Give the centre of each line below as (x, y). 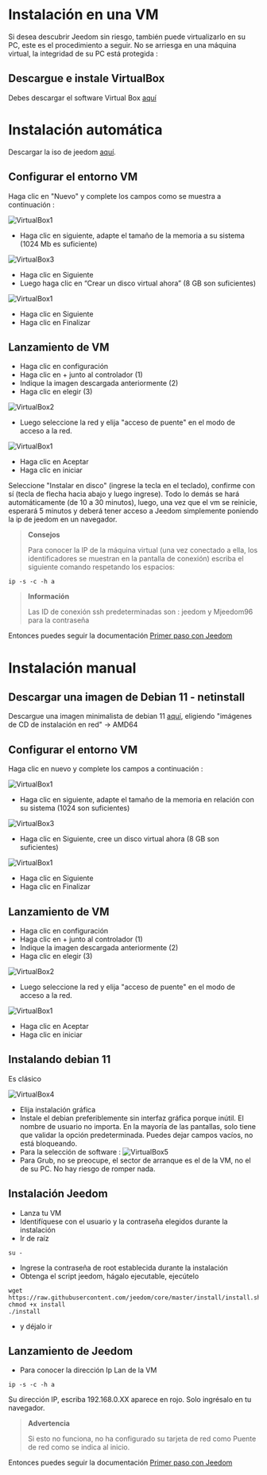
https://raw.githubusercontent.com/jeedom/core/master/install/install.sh (135, 1298)
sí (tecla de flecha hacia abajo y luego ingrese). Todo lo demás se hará (124, 494)
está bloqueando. (48, 1143)
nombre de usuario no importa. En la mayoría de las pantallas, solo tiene (138, 1126)
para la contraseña (58, 620)
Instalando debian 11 (60, 1060)
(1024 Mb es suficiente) (58, 243)
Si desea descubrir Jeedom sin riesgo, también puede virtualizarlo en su (127, 37)
